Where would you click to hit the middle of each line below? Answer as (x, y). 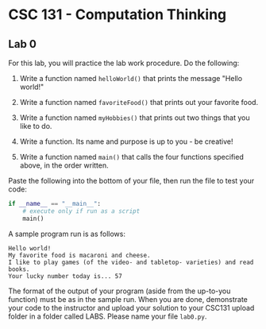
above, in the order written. (64, 165)
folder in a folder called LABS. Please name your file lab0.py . (108, 316)
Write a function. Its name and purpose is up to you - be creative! (126, 141)
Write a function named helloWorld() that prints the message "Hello (131, 78)
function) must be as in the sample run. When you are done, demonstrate (128, 299)
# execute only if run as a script (81, 211)
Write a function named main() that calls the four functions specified (131, 157)
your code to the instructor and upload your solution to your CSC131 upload (131, 308)
